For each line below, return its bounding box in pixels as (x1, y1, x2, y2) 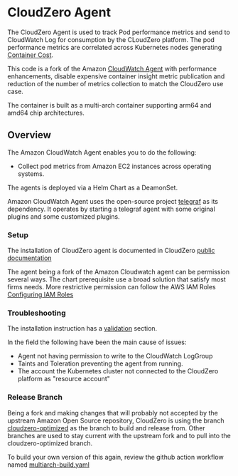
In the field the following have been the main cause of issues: (7, 338, 187, 346)
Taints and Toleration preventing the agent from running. (17, 359, 183, 368)
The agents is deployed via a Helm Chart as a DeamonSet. (7, 183, 178, 192)
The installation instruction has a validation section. (7, 324, 158, 333)
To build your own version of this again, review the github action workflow (7, 452, 224, 461)
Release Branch (7, 393, 63, 403)
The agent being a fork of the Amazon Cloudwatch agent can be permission (7, 268, 230, 276)
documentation (7, 254, 52, 262)
